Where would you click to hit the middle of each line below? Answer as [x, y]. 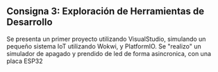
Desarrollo [30, 22]
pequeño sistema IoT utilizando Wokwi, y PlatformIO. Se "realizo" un [104, 46]
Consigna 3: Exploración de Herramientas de [106, 11]
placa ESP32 [25, 61]
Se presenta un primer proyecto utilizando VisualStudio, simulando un [106, 39]
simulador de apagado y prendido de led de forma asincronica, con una [109, 53]
